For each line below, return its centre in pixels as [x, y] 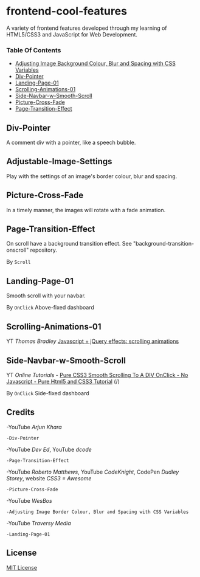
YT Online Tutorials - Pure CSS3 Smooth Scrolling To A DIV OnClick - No [97, 375]
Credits [21, 413]
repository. [44, 250]
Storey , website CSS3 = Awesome [49, 478]
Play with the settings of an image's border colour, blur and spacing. [92, 176]
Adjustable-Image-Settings [59, 161]
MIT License [22, 567]
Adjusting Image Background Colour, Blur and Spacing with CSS [95, 64]
